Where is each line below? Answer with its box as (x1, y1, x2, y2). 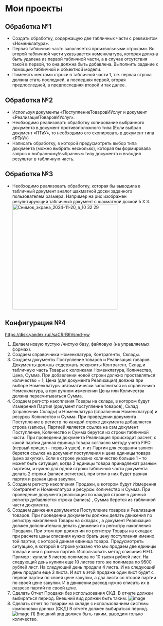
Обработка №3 (5, 170, 54, 178)
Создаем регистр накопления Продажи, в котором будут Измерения (12, 481, 157, 487)
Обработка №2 (5, 96, 53, 104)
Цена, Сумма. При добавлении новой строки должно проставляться (12, 372, 156, 378)
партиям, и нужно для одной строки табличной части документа (12, 466, 148, 472)
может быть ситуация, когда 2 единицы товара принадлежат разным (12, 460, 157, 466)
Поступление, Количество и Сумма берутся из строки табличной (12, 429, 149, 435)
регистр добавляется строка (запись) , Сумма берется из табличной (12, 497, 156, 503)
